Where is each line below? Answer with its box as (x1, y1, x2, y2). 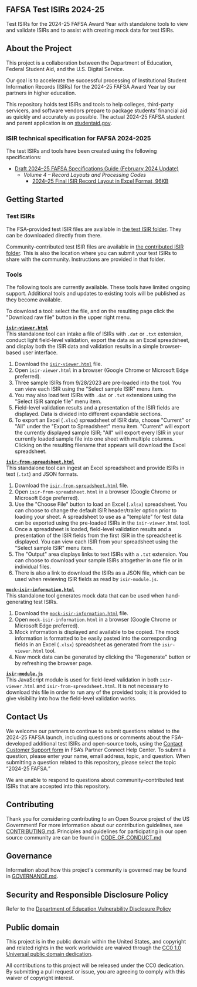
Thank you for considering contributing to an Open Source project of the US (6, 815, 190, 822)
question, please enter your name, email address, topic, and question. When (6, 752, 191, 760)
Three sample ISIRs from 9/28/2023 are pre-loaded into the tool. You (14, 379, 182, 386)
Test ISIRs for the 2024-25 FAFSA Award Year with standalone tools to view (6, 20, 189, 27)
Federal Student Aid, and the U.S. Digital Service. (6, 65, 125, 72)
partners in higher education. (6, 89, 76, 96)
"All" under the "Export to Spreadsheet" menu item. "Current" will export (14, 422, 190, 429)
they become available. (6, 296, 63, 303)
